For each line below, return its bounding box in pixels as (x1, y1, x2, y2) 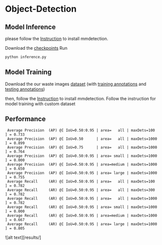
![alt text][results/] (5, 234, 41, 240)
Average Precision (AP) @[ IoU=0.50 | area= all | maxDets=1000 (7, 136, 158, 141)
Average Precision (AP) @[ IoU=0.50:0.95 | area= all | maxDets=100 (7, 128, 155, 132)
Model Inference (5, 23, 56, 31)
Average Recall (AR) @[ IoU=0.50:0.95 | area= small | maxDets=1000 (7, 205, 158, 209)
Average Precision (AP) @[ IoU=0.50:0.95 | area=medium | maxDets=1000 (7, 162, 158, 167)
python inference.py (5, 55, 47, 59)
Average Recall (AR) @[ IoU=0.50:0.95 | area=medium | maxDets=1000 (7, 213, 158, 218)
